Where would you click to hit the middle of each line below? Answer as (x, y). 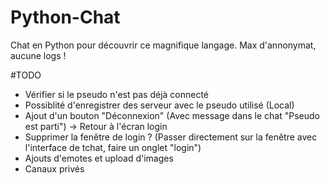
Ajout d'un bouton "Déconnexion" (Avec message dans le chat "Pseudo (172, 115)
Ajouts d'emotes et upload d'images (99, 158)
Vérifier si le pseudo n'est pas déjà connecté (117, 94)
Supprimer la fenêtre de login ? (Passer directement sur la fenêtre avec (171, 137)
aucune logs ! (38, 55)
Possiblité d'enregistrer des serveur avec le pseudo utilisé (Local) (159, 105)
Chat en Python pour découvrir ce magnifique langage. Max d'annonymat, (163, 45)
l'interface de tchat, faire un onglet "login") (113, 147)
